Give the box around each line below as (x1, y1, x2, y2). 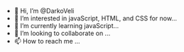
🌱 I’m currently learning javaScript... (13, 22, 119, 30)
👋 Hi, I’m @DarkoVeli (13, 7, 75, 15)
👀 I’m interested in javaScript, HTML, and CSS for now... (13, 14, 178, 22)
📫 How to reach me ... (13, 37, 80, 45)
